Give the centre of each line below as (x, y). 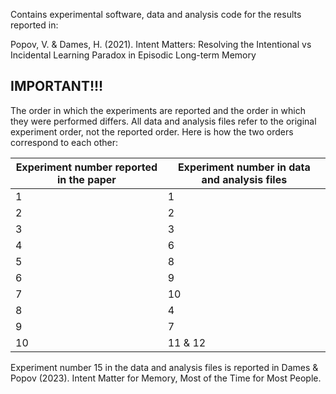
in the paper (86, 179)
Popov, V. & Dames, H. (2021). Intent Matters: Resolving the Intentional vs (161, 44)
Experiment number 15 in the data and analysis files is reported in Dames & (164, 367)
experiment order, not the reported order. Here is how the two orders (152, 131)
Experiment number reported (86, 167)
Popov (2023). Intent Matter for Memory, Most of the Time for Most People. (166, 378)
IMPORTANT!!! (57, 86)
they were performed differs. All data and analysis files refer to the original (163, 121)
